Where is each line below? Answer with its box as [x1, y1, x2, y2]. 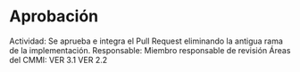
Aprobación [9, 6, 99, 27]
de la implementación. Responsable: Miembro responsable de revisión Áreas [9, 44, 291, 55]
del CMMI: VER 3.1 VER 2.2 [9, 54, 108, 65]
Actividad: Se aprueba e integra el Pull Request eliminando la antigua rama [9, 36, 284, 46]
